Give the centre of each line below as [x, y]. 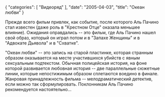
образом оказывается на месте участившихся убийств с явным [73, 58]
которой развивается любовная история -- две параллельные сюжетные [82, 68]
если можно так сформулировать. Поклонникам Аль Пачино [69, 84]
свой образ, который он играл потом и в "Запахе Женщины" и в [73, 38]
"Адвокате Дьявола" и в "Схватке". [42, 43]
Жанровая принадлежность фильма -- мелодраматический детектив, [79, 79]
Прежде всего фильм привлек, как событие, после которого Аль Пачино [82, 22]
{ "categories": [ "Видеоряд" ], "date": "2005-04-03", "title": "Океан [75, 7]
